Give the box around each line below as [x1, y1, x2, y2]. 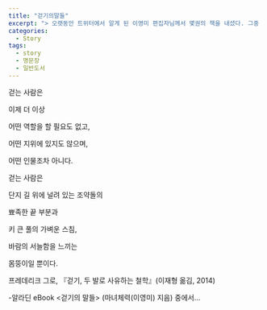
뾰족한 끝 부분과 [8, 207, 59, 217]
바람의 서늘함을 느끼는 [8, 241, 78, 250]
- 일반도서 [15, 64, 46, 72]
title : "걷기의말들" [8, 11, 69, 20]
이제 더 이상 [8, 104, 46, 114]
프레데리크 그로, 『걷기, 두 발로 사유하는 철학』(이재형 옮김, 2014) [8, 275, 216, 285]
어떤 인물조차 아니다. [8, 155, 73, 165]
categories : [8, 27, 48, 35]
